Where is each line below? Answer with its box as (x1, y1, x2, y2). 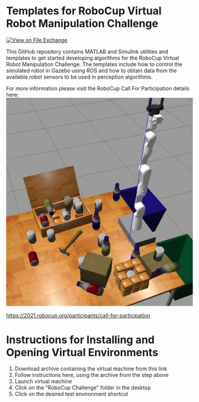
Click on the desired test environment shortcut (14, 391, 129, 398)
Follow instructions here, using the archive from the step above (14, 372, 169, 379)
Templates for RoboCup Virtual (6, 4, 162, 18)
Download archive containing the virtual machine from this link (14, 365, 168, 372)
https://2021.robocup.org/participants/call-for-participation (6, 312, 150, 319)
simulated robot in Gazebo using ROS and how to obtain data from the (6, 67, 177, 74)
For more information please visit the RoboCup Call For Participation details (6, 84, 190, 92)
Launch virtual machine (14, 378, 72, 385)
